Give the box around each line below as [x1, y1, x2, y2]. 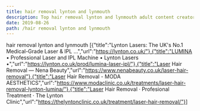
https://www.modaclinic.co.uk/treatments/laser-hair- [56, 80, 186, 87]
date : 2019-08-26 [6, 20, 49, 26]
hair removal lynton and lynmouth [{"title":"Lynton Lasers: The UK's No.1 [6, 42, 183, 49]
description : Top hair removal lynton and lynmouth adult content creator [6, 14, 196, 20]
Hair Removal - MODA [67, 73, 121, 80]
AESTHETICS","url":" [6, 80, 57, 87]
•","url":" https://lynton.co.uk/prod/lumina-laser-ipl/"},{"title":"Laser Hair [6, 61, 182, 68]
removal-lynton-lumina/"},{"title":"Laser [6, 85, 104, 93]
